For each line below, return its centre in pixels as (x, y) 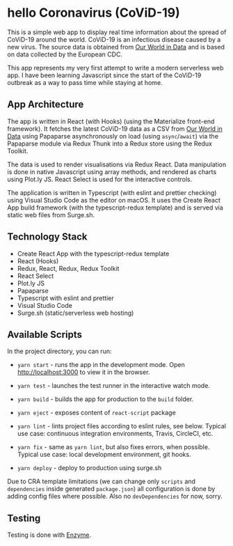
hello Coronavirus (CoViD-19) (94, 13)
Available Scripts (45, 335)
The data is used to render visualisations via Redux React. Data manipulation (117, 164)
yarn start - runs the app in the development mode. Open (101, 365)
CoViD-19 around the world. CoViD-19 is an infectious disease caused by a (114, 39)
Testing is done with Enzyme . (49, 535)
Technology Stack (47, 237)
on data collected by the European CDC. (65, 54)
